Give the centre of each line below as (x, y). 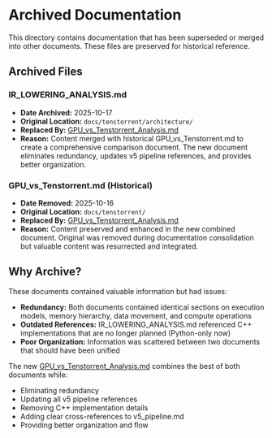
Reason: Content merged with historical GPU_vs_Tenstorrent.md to (132, 138)
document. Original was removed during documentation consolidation (137, 237)
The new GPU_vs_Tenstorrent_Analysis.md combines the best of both (125, 366)
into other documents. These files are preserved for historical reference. (129, 46)
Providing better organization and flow (84, 425)
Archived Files (45, 72)
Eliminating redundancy (60, 390)
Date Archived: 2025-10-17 (66, 112)
